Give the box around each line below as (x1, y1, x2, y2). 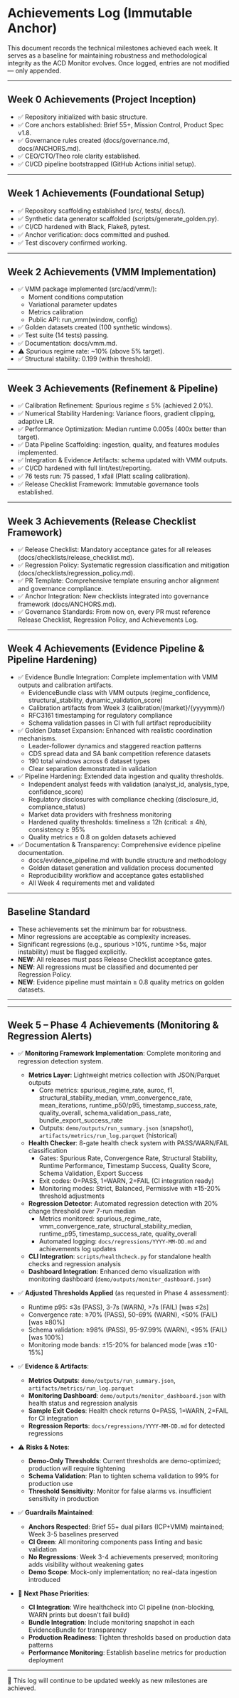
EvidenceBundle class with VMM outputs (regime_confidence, (28, 688, 211, 696)
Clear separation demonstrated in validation (28, 764, 157, 773)
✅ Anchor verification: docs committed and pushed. (17, 230, 171, 239)
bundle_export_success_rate (38, 1116, 123, 1125)
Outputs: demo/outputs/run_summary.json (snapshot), (38, 1124, 194, 1132)
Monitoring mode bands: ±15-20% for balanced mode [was (28, 1341, 203, 1349)
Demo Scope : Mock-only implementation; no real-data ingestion (28, 1568, 218, 1576)
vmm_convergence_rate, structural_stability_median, (38, 1222, 193, 1231)
